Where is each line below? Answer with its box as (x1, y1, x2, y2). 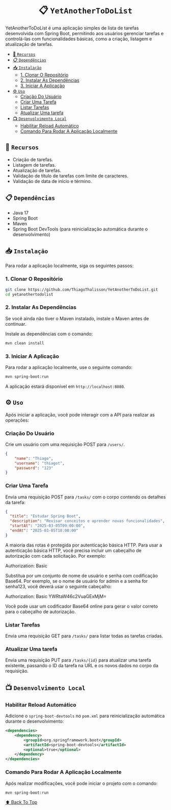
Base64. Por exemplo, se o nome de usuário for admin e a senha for (5, 578, 148, 584)
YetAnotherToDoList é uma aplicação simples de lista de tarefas (5, 24, 139, 31)
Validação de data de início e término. (12, 178, 92, 184)
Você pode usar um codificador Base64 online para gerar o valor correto (5, 603, 158, 609)
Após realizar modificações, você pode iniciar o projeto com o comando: (5, 780, 158, 786)
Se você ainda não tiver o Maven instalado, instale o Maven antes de (5, 315, 149, 322)
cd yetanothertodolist (5, 292, 53, 297)
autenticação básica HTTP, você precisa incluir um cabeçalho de (5, 547, 141, 554)
